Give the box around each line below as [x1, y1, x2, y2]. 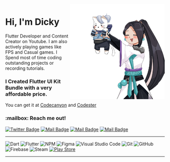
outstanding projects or [5, 60, 54, 66]
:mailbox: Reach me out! [5, 115, 66, 122]
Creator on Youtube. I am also [5, 38, 67, 44]
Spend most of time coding [5, 54, 62, 60]
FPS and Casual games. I [5, 49, 57, 55]
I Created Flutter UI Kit [5, 77, 61, 85]
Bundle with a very [5, 84, 52, 91]
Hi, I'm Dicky [5, 16, 60, 28]
